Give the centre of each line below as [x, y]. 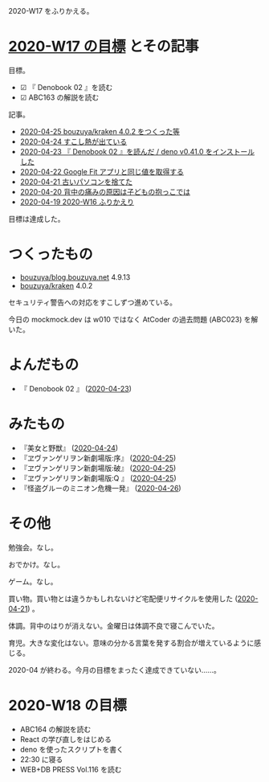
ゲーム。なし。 [33, 581]
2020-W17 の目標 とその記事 [104, 47]
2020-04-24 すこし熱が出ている [73, 141]
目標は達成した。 [37, 219]
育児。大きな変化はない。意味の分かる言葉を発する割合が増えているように [131, 643]
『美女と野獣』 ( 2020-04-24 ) [69, 448]
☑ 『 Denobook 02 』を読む [66, 87]
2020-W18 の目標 [67, 705]
